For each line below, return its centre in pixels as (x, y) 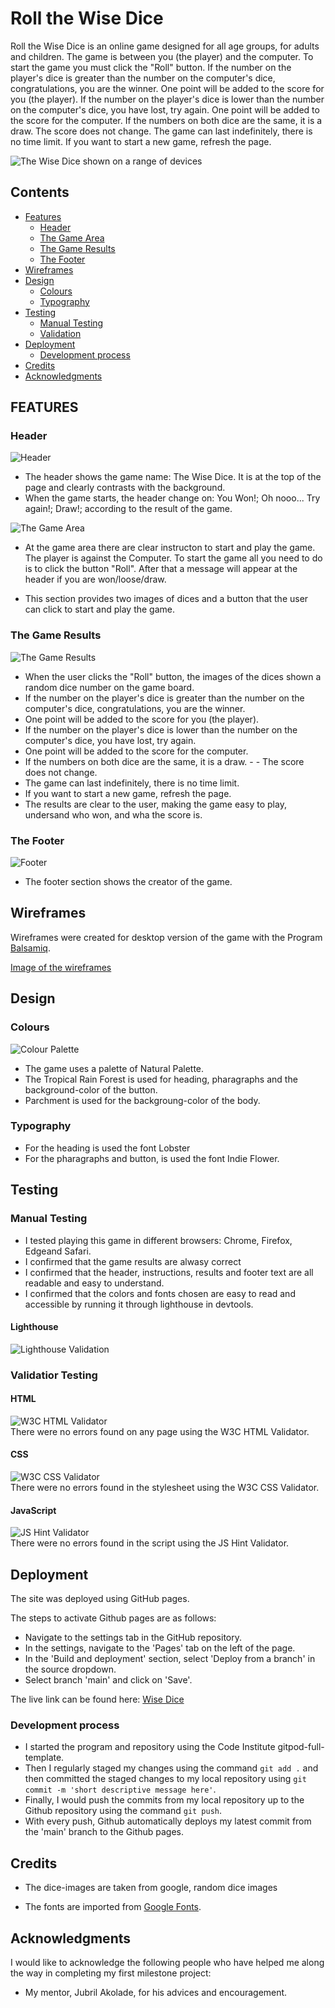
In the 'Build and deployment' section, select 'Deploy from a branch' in (170, 1659)
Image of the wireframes (61, 967)
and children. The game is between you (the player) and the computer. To (162, 56)
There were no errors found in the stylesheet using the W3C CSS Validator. (165, 1488)
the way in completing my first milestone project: (111, 1973)
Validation (60, 333)
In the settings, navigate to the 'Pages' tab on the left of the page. (160, 1648)
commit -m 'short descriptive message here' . (120, 1789)
